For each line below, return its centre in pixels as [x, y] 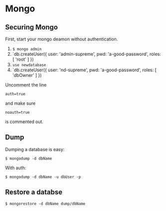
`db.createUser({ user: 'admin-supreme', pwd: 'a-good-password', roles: [87, 54]
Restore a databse [34, 192]
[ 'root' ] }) [23, 59]
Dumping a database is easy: [35, 149]
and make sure [20, 103]
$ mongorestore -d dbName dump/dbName [45, 204]
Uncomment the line [26, 85]
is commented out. [24, 122]
